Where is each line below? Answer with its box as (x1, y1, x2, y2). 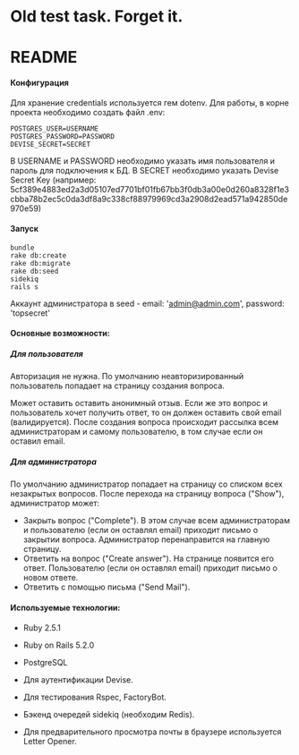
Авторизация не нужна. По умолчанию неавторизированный (10, 371, 244, 382)
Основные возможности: (10, 328, 110, 339)
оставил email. (10, 436, 66, 446)
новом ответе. (22, 573, 79, 583)
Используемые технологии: (10, 602, 121, 613)
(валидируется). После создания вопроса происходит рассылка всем (10, 417, 278, 428)
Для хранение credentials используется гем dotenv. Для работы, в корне (10, 97, 289, 108)
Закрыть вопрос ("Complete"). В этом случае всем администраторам (22, 515, 290, 526)
